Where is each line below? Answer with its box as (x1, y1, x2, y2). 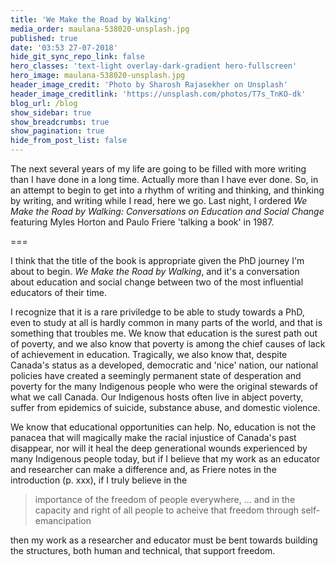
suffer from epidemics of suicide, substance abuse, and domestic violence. (10, 402, 321, 413)
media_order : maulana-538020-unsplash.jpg (10, 24, 190, 34)
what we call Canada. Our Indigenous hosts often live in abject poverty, (10, 391, 304, 403)
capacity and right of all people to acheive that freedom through (34, 504, 300, 516)
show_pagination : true (10, 126, 105, 136)
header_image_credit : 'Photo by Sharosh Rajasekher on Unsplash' (10, 80, 288, 90)
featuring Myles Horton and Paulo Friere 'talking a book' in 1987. (10, 216, 275, 228)
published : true (10, 33, 78, 43)
